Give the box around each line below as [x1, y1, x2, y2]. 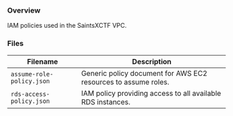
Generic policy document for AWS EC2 [80, 68, 208, 78]
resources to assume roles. [80, 77, 170, 87]
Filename [26, 56, 58, 66]
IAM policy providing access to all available [80, 88, 222, 98]
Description [132, 56, 172, 66]
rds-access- [10, 90, 51, 98]
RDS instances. [80, 97, 130, 106]
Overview [7, 6, 41, 15]
